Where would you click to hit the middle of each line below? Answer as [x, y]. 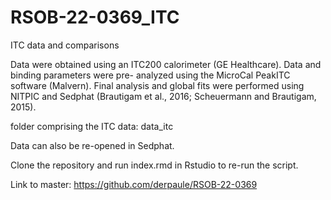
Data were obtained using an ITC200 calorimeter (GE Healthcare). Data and [166, 64]
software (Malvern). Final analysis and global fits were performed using [157, 85]
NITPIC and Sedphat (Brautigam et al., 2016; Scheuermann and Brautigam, [163, 96]
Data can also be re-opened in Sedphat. [92, 145]
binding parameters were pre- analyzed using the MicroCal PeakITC [150, 75]
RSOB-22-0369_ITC [95, 17]
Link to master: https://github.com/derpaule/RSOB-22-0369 [134, 184]
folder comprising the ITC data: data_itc [92, 126]
